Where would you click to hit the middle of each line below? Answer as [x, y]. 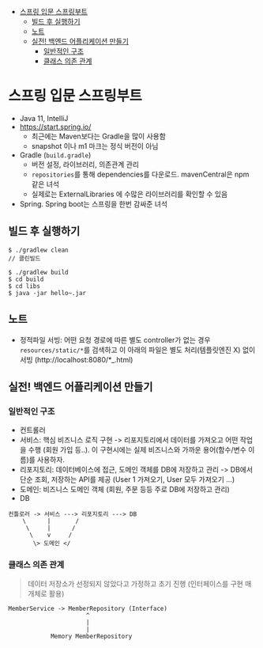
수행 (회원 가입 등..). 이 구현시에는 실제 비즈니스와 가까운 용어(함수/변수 [137, 450]
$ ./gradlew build [38, 272]
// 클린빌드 [24, 258]
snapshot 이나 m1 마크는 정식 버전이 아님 [95, 146]
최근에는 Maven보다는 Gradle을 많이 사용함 [98, 136]
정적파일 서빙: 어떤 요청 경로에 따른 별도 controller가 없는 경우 [115, 339]
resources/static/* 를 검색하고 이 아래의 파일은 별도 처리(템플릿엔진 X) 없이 [137, 350]
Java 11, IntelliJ [44, 118]
